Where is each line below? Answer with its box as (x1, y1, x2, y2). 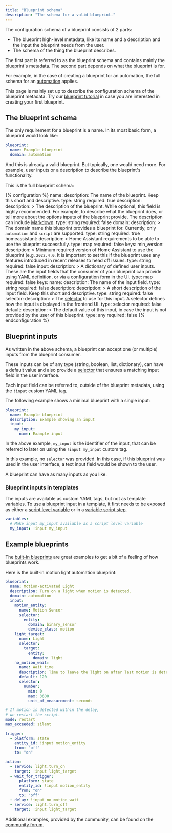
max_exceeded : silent (5, 722, 52, 727)
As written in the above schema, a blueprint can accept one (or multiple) (5, 346, 158, 352)
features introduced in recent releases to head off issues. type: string (5, 257, 152, 263)
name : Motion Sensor (18, 607, 63, 613)
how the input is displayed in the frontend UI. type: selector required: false (5, 301, 162, 307)
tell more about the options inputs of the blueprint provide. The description (5, 214, 163, 220)
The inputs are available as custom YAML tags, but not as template (5, 496, 146, 502)
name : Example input (18, 431, 63, 436)
